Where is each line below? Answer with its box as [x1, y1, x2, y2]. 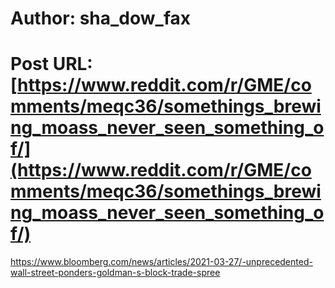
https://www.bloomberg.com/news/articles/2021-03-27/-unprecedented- [10, 256, 313, 268]
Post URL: [10, 53, 93, 76]
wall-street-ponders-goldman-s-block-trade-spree [10, 267, 221, 279]
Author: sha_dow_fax [10, 7, 192, 30]
